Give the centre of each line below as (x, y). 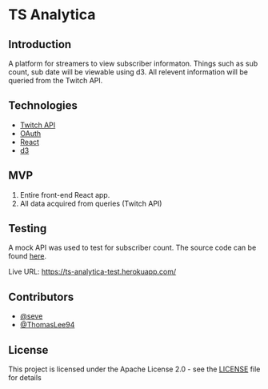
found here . (27, 256)
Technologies (43, 106)
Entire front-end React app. (65, 194)
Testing (28, 229)
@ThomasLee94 (47, 325)
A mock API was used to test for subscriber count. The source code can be (132, 248)
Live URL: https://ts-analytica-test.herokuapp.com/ (92, 272)
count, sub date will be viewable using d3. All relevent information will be (128, 72)
